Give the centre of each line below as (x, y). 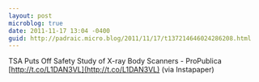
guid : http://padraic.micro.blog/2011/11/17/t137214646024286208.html (130, 38)
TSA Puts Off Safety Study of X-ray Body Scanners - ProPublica (115, 61)
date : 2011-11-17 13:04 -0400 (59, 31)
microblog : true (36, 23)
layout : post (30, 16)
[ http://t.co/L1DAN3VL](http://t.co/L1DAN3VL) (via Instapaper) (111, 70)
